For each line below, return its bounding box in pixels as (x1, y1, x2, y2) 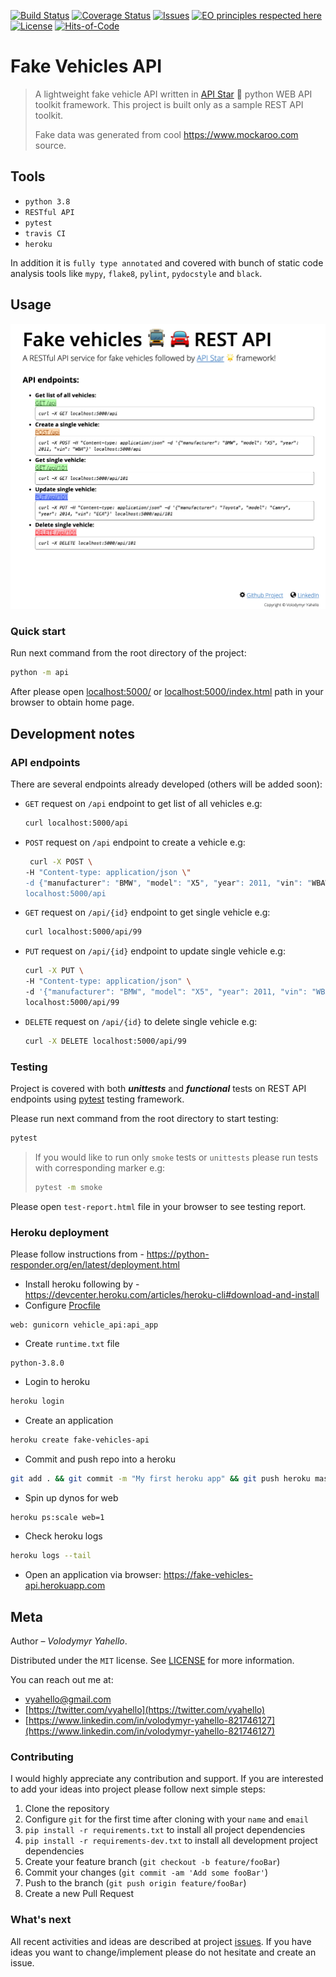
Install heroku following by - (24, 1278, 140, 1290)
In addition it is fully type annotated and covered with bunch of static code (10, 256, 324, 269)
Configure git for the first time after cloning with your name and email (24, 1813, 309, 1825)
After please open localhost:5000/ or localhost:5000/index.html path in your (10, 686, 324, 698)
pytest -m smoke (34, 1182, 103, 1192)
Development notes (10, 725, 135, 742)
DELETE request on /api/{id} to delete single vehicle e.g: (24, 1015, 258, 1027)
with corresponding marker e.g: (34, 1161, 166, 1174)
